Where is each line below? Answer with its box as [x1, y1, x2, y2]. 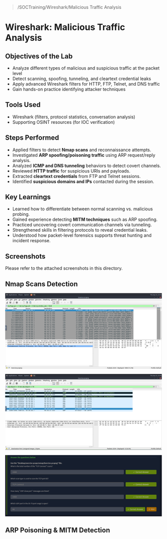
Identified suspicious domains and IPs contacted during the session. [12, 179, 155, 184]
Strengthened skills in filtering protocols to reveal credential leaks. [12, 227, 148, 233]
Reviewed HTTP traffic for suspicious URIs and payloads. [12, 168, 131, 174]
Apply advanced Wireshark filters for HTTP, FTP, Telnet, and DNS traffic [12, 81, 160, 87]
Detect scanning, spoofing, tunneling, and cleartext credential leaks [12, 76, 152, 82]
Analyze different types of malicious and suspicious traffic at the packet [12, 65, 160, 71]
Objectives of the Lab [5, 52, 73, 60]
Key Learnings [5, 193, 51, 201]
